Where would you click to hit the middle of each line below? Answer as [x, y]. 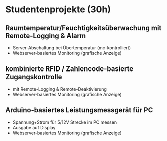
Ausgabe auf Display [34, 127]
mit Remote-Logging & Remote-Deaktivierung [59, 89]
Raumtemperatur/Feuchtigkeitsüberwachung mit [83, 28]
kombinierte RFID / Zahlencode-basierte [69, 69]
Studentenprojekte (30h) [58, 9]
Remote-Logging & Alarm [46, 36]
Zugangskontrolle [34, 77]
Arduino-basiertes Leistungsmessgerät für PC [79, 110]
